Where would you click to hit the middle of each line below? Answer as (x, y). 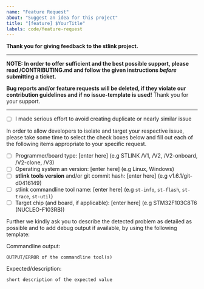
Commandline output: (33, 246)
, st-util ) (41, 196)
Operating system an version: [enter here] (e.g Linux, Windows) (95, 169)
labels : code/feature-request (45, 29)
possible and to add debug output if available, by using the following (92, 228)
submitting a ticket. (31, 77)
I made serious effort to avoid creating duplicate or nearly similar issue (103, 119)
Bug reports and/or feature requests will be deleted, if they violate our (96, 88)
